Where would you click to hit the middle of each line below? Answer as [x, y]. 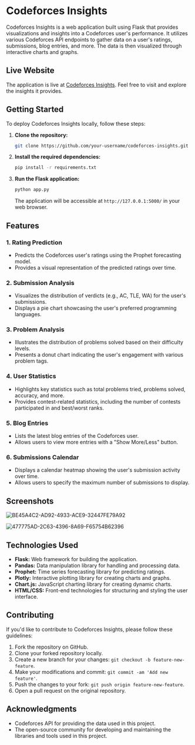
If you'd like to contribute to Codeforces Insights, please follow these [90, 629]
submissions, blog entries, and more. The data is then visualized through [94, 46]
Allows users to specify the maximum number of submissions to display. [102, 482]
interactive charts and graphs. [43, 52]
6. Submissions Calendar [43, 457]
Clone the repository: [41, 135]
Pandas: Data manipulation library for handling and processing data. [97, 565]
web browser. [31, 207]
